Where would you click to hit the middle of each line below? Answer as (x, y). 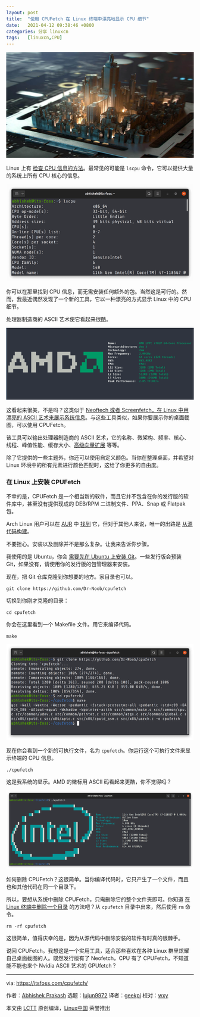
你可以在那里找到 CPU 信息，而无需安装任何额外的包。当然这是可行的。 (94, 292)
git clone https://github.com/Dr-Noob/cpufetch (66, 589)
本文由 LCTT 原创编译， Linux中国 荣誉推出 (58, 1008)
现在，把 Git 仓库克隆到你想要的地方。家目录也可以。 (71, 576)
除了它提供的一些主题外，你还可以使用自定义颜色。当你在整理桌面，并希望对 (100, 458)
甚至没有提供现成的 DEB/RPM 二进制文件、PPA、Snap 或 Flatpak (106, 504)
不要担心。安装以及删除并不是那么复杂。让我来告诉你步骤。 (79, 544)
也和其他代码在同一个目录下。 (43, 887)
